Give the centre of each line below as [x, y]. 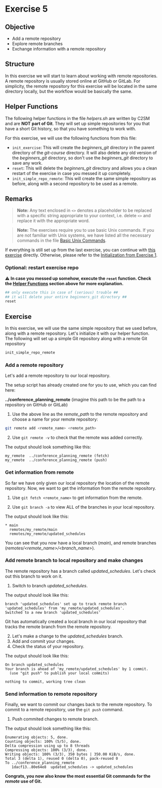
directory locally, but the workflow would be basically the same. [69, 91]
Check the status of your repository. [48, 646]
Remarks [19, 199]
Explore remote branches [37, 44]
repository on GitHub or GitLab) [36, 405]
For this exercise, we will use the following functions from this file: [71, 138]
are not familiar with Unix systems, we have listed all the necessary [84, 235]
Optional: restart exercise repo [42, 268]
